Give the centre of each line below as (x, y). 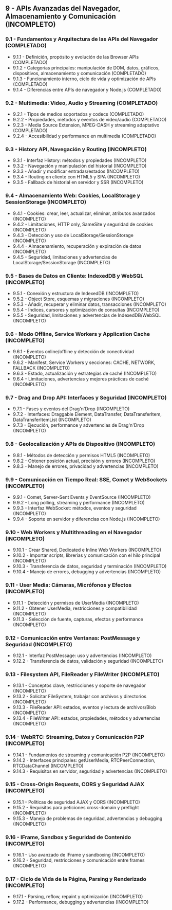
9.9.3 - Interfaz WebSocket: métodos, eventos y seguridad (75, 508)
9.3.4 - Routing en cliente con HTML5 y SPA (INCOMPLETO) (76, 177)
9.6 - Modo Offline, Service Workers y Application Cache (78, 334)
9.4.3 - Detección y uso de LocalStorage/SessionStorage (73, 235)
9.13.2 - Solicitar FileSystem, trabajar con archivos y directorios (80, 697)
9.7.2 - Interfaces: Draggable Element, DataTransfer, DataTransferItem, (87, 414)
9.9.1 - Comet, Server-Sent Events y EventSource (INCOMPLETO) (82, 497)
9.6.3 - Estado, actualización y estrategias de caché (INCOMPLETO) (85, 374)
